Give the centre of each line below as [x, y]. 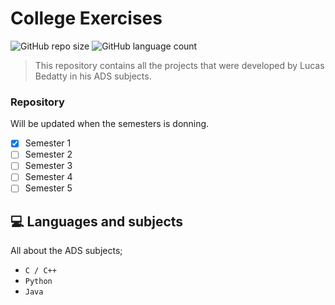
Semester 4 [48, 177]
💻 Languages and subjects [97, 221]
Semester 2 [48, 154]
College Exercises [86, 18]
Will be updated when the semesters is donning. [110, 124]
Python [38, 282]
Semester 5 [48, 188]
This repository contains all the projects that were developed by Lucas [179, 65]
